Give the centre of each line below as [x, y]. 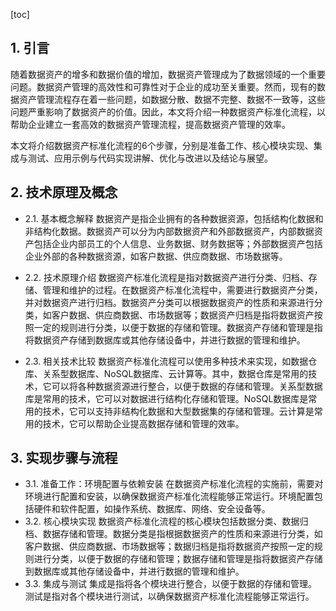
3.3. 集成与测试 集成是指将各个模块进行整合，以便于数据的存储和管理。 [171, 584]
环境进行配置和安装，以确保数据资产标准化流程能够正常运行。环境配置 [169, 496]
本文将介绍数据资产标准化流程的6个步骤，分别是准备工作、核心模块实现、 [162, 145]
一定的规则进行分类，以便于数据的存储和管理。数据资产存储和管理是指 [178, 327]
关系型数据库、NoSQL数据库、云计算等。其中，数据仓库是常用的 [175, 373]
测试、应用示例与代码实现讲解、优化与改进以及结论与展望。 [150, 158]
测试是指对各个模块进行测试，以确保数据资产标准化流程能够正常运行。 [169, 596]
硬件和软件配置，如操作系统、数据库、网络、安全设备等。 [152, 509]
